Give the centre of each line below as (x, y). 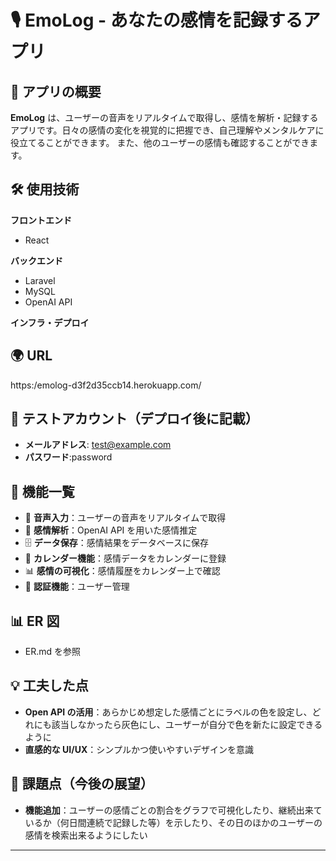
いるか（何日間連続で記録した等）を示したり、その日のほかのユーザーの (173, 822)
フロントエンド (41, 220)
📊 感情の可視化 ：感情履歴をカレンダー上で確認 (122, 571)
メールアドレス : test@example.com (98, 445)
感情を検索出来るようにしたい (86, 835)
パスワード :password (68, 457)
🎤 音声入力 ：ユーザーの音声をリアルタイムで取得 (125, 518)
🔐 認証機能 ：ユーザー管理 (77, 587)
